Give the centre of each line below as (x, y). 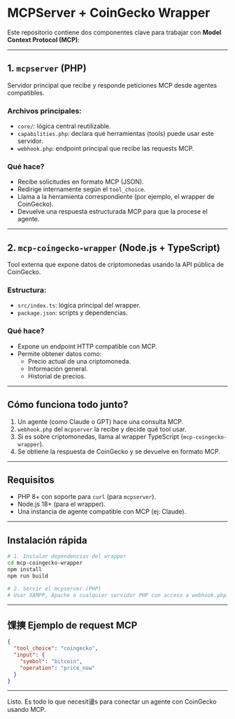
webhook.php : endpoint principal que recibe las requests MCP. (106, 149)
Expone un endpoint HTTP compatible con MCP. (87, 346)
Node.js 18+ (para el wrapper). (62, 504)
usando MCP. (27, 710)
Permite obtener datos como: (59, 354)
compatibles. (26, 93)
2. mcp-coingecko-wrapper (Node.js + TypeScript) (114, 248)
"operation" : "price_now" (58, 668)
